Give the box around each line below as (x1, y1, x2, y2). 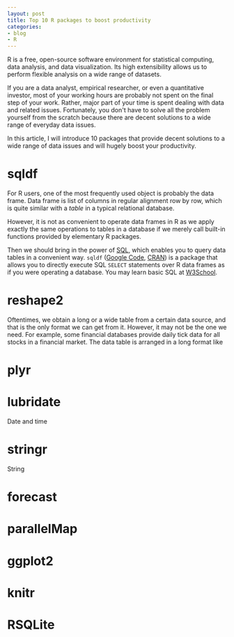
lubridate (7, 394, 61, 410)
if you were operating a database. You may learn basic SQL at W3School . (7, 268, 218, 276)
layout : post (7, 10, 45, 17)
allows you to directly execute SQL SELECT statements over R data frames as (7, 261, 225, 269)
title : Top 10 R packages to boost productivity (7, 17, 151, 24)
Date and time (7, 417, 47, 426)
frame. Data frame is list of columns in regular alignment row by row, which (7, 197, 223, 205)
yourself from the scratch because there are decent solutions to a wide (7, 113, 211, 122)
